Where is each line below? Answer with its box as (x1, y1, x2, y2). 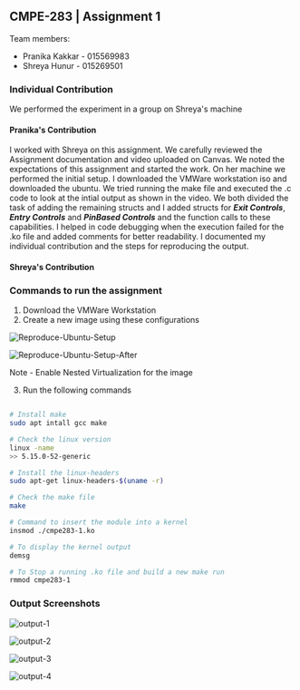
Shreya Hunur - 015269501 (22, 60, 123, 71)
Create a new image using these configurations (22, 315, 199, 326)
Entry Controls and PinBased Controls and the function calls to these (9, 212, 271, 223)
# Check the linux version (9, 434, 111, 444)
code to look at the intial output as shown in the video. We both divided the (9, 192, 289, 204)
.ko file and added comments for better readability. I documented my (9, 231, 266, 242)
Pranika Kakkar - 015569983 (22, 51, 130, 62)
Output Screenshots (9, 598, 101, 610)
